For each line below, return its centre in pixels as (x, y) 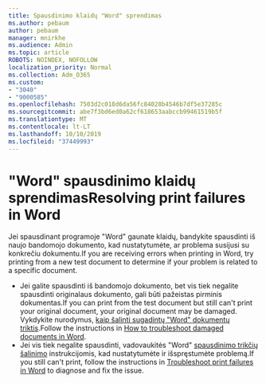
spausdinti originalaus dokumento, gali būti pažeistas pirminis (121, 295)
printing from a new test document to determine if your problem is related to (133, 262)
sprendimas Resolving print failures (127, 198)
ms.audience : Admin (41, 45)
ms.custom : (26, 82)
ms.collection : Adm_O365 (49, 75)
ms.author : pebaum (39, 23)
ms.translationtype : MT (48, 119)
